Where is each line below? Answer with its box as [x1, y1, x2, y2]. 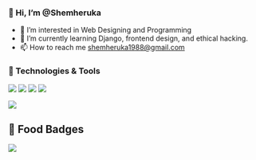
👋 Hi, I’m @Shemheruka [8, 7, 102, 18]
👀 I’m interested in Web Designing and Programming [19, 25, 192, 35]
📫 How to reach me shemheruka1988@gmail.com [19, 43, 185, 53]
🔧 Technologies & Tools [8, 65, 101, 76]
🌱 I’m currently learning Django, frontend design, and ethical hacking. [19, 33, 249, 43]
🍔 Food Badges [8, 123, 85, 136]
